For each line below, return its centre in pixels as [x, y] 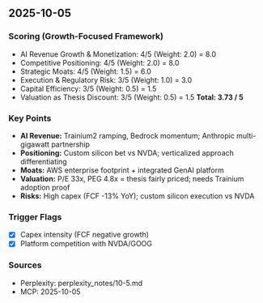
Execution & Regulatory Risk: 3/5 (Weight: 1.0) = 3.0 [106, 79]
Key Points [30, 118]
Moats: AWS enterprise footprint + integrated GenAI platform [122, 170]
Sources [25, 265]
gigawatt [35, 144]
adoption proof [45, 187]
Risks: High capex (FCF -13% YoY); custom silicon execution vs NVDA [137, 196]
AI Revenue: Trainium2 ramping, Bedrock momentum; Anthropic [127, 135]
